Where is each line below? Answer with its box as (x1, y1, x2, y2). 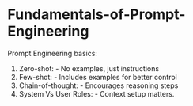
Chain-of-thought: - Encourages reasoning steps (18, 81, 179, 90)
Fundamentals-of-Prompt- (7, 6, 186, 24)
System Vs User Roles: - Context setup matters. (18, 89, 175, 98)
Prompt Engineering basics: (7, 48, 98, 58)
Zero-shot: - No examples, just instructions (18, 63, 160, 73)
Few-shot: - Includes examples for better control (18, 72, 177, 81)
